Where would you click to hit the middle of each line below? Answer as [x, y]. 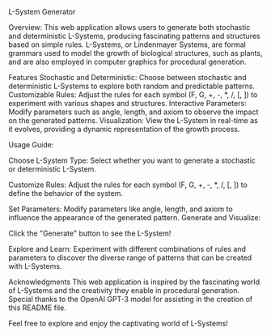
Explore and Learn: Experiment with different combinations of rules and [127, 249]
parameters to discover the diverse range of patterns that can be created [130, 257]
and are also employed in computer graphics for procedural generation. [127, 62]
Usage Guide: [31, 145]
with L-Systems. [35, 266]
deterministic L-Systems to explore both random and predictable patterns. [132, 86]
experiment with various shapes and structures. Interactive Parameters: [127, 103]
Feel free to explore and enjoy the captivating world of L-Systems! [119, 323]
